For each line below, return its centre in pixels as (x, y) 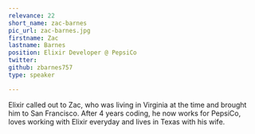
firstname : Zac (33, 38)
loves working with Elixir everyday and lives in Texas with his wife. (117, 121)
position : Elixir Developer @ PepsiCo (73, 53)
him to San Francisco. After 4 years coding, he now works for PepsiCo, (125, 113)
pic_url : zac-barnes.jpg (49, 30)
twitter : (23, 61)
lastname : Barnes (37, 45)
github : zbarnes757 (41, 68)
